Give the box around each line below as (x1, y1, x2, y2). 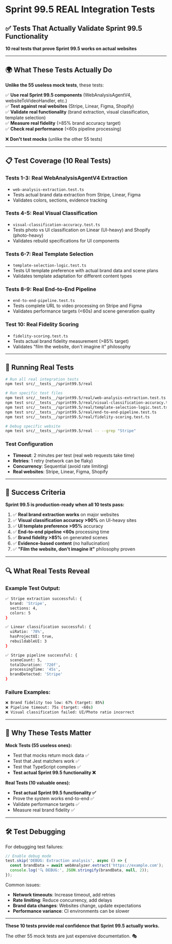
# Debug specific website (5, 424, 60, 429)
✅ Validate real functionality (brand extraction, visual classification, (5, 108, 149, 115)
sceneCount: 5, (10, 657, 42, 663)
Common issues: (5, 882, 41, 888)
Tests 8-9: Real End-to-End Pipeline (5, 286, 96, 293)
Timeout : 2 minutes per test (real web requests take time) (12, 452, 135, 458)
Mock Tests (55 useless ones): (5, 742, 72, 748)
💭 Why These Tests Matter (5, 729, 92, 737)
